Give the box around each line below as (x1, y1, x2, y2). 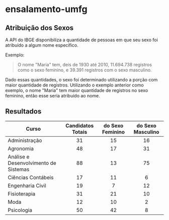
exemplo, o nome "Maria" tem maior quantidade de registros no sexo (5, 87, 148, 93)
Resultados (5, 107, 42, 116)
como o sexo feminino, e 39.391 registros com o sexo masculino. (17, 67, 152, 73)
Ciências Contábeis (8, 174, 54, 181)
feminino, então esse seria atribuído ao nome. (5, 93, 101, 98)
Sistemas (8, 166, 30, 173)
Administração (8, 137, 42, 144)
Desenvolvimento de (8, 159, 56, 166)
